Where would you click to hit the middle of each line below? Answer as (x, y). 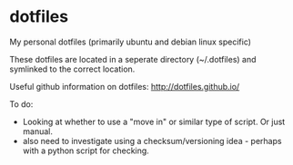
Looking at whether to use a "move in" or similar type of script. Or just (154, 121)
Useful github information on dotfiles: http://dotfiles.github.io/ (125, 86)
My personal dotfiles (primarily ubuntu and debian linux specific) (131, 42)
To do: (21, 104)
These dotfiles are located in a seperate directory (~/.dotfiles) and (133, 59)
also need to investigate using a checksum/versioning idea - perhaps (152, 141)
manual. (37, 131)
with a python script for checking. (86, 150)
